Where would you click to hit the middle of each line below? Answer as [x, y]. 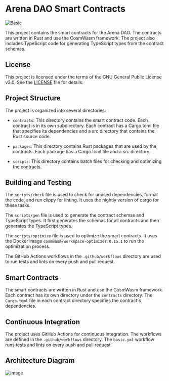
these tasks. [18, 205]
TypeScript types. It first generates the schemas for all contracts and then [82, 221]
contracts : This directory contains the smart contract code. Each [80, 120]
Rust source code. [32, 136]
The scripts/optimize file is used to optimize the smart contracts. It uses [81, 236]
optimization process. [28, 246]
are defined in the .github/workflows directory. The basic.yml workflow [80, 339]
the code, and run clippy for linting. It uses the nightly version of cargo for [82, 200]
